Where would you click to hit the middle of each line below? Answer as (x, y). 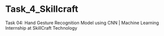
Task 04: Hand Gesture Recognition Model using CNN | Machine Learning (82, 23)
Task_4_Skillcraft (42, 9)
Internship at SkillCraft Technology (41, 28)
